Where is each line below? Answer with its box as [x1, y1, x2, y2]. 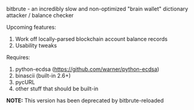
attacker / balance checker [6, 12, 74, 19]
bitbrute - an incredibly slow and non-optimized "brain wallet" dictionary [6, 5, 189, 12]
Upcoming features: [6, 24, 57, 31]
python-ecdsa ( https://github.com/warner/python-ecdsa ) [15, 65, 160, 73]
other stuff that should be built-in [15, 85, 99, 92]
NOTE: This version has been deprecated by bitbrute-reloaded [6, 97, 164, 104]
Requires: [6, 54, 31, 61]
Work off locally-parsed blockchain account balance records [15, 35, 168, 42]
